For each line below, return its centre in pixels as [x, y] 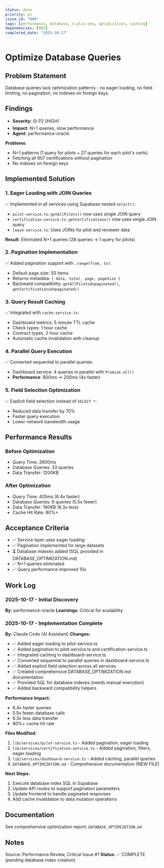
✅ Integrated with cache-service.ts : [42, 313]
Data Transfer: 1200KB [35, 473]
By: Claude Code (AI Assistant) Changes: [48, 634]
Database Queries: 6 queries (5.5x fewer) [54, 502]
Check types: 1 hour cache [40, 328]
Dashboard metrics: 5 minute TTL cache [54, 323]
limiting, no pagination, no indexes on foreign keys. [57, 93]
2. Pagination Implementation [41, 252]
